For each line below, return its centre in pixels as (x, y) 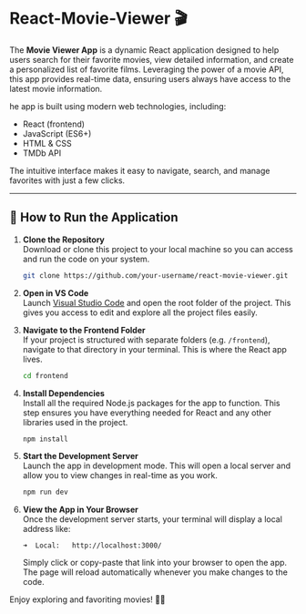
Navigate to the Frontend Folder (84, 330)
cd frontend (45, 375)
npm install (45, 439)
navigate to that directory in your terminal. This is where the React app (154, 349)
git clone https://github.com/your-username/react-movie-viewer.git (155, 275)
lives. (32, 359)
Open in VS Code (56, 292)
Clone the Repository (63, 240)
